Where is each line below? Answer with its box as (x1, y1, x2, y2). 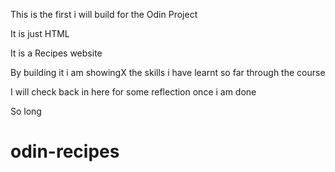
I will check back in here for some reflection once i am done (10, 86, 257, 98)
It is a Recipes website (10, 47, 103, 59)
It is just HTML (10, 28, 70, 39)
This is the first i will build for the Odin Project (10, 9, 198, 20)
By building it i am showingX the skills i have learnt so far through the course (10, 67, 326, 78)
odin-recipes (10, 140, 120, 163)
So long (10, 105, 42, 117)
